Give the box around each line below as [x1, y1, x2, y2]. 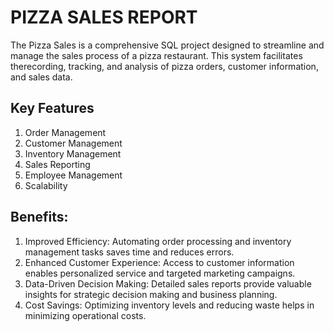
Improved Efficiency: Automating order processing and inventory [24, 235, 292, 247]
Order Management [24, 126, 107, 138]
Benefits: [10, 209, 69, 226]
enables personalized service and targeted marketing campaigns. [24, 267, 296, 279]
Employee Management [24, 169, 123, 181]
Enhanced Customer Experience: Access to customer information [24, 256, 295, 268]
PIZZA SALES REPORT [10, 6, 198, 29]
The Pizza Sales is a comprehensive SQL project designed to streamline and [10, 39, 325, 51]
